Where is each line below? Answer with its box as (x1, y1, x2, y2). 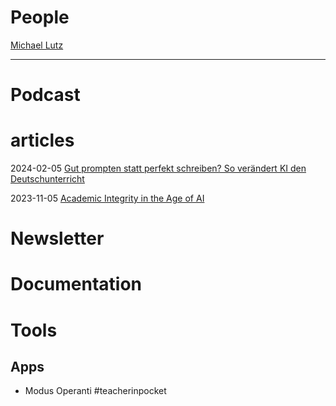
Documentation (10, 273, 143, 296)
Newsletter (10, 227, 105, 250)
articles (10, 129, 75, 152)
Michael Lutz (10, 39, 64, 51)
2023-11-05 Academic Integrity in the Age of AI (10, 192, 205, 205)
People (10, 6, 70, 29)
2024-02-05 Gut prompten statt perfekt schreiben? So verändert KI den (10, 162, 307, 175)
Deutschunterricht (10, 173, 85, 185)
